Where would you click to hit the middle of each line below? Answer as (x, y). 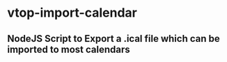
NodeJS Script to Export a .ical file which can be (114, 39)
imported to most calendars (69, 49)
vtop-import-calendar (72, 13)
